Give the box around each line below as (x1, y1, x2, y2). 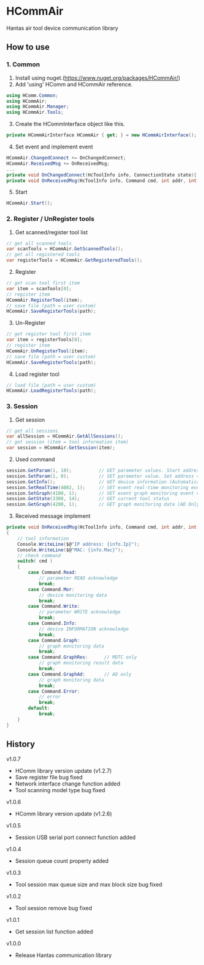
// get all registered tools (6, 251, 80, 258)
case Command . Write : (28, 604, 80, 610)
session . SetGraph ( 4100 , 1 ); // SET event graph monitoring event (6, 490, 194, 496)
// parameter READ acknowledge (38, 575, 118, 582)
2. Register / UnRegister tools (6, 215, 95, 223)
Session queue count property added (15, 857, 109, 865)
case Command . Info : (28, 621, 78, 627)
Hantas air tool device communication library (6, 24, 118, 32)
